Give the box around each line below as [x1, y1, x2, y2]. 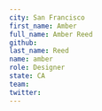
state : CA [9, 72, 46, 81]
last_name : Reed [9, 47, 69, 55]
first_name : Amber [9, 21, 77, 30]
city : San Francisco [9, 13, 86, 22]
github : [9, 38, 38, 47]
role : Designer [9, 64, 66, 73]
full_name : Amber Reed [9, 30, 93, 38]
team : [9, 80, 29, 89]
